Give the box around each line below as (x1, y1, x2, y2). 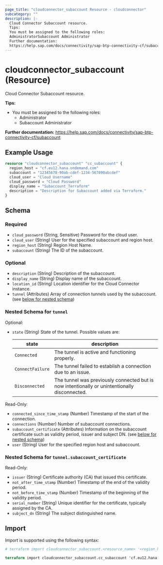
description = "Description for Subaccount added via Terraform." (9, 188, 147, 193)
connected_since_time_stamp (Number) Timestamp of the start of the (12, 411, 149, 416)
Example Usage (5, 148, 53, 156)
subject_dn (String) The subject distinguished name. (12, 510, 117, 516)
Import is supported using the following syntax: (5, 537, 99, 543)
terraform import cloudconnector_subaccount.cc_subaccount (5, 555, 127, 560)
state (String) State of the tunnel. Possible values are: (12, 329, 120, 335)
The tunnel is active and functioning (54, 348, 136, 355)
